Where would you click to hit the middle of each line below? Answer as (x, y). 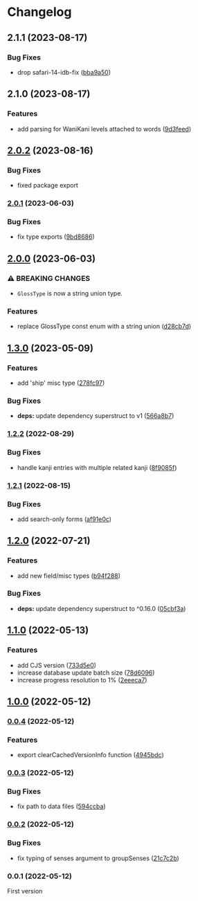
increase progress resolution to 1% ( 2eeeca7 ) (82, 680)
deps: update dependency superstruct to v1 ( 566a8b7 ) (96, 416)
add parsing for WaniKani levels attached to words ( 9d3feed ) (104, 129)
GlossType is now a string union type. (70, 293)
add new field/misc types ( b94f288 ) (69, 576)
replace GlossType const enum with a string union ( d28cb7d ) (104, 327)
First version (25, 891)
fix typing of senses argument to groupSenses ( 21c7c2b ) (98, 858)
